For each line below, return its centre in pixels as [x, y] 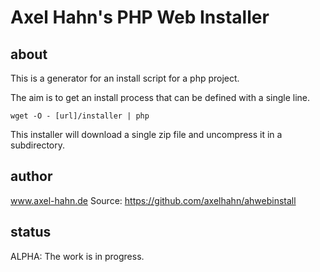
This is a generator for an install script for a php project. [125, 78]
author [31, 176]
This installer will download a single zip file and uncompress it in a [146, 134]
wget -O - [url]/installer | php [80, 116]
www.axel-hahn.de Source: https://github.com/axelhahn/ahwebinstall [153, 200]
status [31, 232]
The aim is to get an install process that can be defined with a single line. [160, 97]
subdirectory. [38, 145]
